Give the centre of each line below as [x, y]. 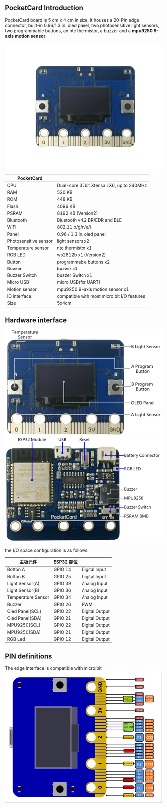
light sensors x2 [73, 241]
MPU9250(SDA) [24, 632]
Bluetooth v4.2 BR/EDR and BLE [89, 220]
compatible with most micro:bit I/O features [101, 296]
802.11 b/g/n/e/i [74, 227]
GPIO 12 [62, 639]
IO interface [19, 296]
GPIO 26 [62, 604]
